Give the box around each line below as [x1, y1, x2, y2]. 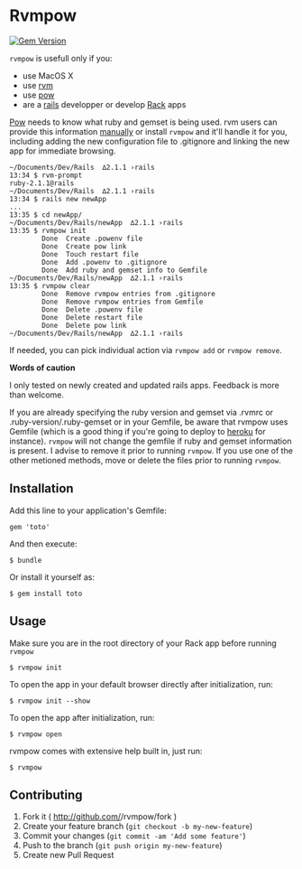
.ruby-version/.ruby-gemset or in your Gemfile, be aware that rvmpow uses [9, 416, 288, 427]
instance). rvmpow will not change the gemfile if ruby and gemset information [9, 435, 292, 446]
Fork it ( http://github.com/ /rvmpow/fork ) [22, 811, 178, 822]
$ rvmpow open [9, 729, 63, 739]
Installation [9, 481, 74, 497]
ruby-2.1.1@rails [9, 178, 75, 188]
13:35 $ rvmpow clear [9, 281, 91, 290]
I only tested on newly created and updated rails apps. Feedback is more [9, 379, 279, 390]
